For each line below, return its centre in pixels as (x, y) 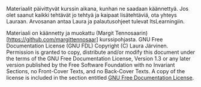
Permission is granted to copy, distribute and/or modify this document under (101, 52)
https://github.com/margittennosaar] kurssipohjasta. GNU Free (85, 39)
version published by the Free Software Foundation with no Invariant (91, 65)
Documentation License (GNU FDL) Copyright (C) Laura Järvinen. (87, 46)
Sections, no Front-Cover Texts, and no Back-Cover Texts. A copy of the (96, 71)
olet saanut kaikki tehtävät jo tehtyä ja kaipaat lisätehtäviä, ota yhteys (91, 15)
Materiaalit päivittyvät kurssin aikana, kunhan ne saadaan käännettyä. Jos (97, 9)
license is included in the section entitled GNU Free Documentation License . (100, 78)
